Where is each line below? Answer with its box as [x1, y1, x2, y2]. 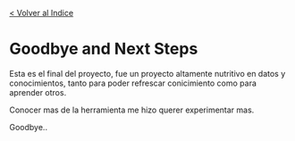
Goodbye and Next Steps [9, 39, 198, 59]
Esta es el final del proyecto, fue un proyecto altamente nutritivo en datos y [9, 68, 286, 79]
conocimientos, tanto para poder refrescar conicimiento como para [9, 78, 257, 88]
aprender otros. [9, 87, 67, 97]
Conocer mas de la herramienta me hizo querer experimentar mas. [9, 104, 255, 115]
